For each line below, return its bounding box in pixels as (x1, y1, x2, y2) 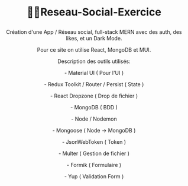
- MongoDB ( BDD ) (70, 104, 118, 111)
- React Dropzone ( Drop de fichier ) (50, 92, 138, 100)
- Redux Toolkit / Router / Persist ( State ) (44, 81, 144, 88)
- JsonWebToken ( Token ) (61, 138, 127, 146)
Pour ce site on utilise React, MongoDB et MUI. (37, 46, 151, 53)
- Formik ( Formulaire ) (66, 162, 122, 169)
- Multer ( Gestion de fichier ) (59, 150, 129, 157)
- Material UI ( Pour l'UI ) (64, 70, 124, 77)
